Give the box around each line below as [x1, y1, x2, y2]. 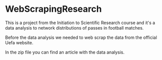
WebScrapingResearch [5, 3, 102, 15]
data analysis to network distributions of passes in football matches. [5, 25, 144, 30]
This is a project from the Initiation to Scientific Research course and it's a [5, 20, 156, 26]
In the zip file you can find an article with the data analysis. [5, 49, 125, 55]
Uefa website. [5, 39, 34, 45]
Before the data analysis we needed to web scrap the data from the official [5, 34, 157, 40]
